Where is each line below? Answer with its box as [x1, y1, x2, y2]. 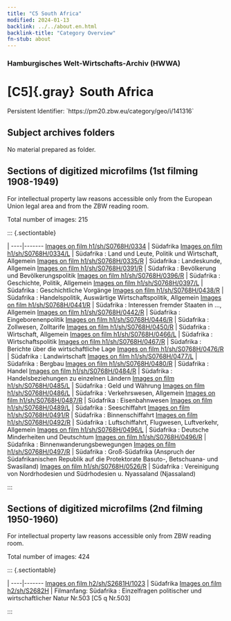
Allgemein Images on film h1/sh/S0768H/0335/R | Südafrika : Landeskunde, [7, 256, 223, 265]
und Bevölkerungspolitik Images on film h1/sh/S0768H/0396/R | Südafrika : [7, 271, 221, 280]
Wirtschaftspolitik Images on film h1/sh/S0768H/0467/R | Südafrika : [7, 337, 202, 345]
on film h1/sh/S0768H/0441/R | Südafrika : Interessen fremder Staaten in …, [7, 300, 222, 309]
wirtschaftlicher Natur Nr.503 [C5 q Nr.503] [7, 594, 131, 602]
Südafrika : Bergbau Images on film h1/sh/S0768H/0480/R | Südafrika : [7, 359, 209, 367]
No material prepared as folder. [7, 145, 96, 153]
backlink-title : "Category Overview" [7, 29, 116, 37]
